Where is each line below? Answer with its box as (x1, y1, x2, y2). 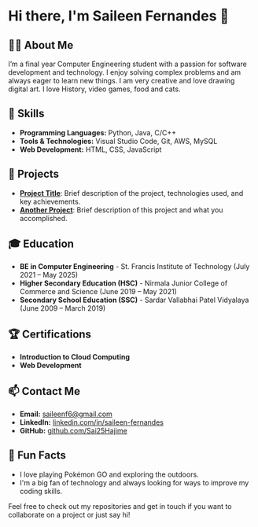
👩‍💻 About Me (8, 39, 74, 52)
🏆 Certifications (8, 327, 92, 341)
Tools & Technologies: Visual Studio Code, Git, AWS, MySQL (19, 136, 218, 146)
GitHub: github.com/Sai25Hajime (19, 426, 127, 436)
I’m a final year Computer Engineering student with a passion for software (8, 59, 248, 68)
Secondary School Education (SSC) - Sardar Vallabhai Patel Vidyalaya (19, 295, 249, 305)
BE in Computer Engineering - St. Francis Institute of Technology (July (19, 262, 250, 271)
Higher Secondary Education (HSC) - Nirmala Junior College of (19, 278, 228, 288)
